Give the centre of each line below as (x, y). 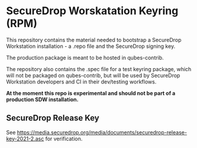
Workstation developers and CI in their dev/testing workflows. (81, 82)
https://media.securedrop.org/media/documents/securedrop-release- (102, 132)
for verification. (64, 139)
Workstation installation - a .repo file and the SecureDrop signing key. (91, 46)
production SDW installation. (42, 99)
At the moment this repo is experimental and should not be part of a (91, 93)
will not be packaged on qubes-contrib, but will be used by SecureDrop (93, 75)
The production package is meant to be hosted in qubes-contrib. (85, 57)
